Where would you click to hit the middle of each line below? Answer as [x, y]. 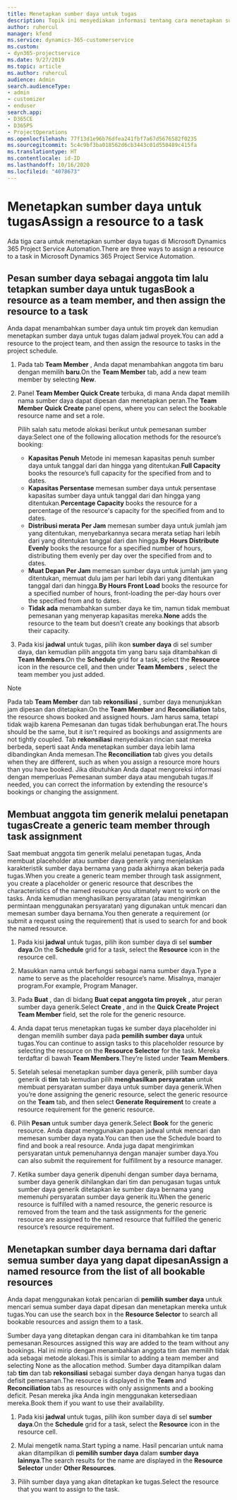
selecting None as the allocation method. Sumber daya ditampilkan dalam [114, 1365]
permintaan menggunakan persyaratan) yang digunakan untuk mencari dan [117, 906]
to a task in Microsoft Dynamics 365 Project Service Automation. [101, 256]
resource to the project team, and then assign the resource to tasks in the [114, 343]
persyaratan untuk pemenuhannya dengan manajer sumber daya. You [118, 1153]
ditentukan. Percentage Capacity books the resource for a [113, 503]
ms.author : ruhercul [38, 73]
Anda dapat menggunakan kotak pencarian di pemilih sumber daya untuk [115, 1299]
